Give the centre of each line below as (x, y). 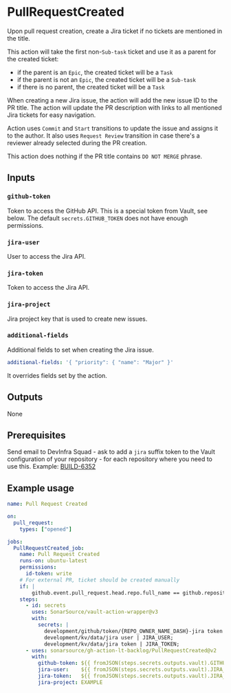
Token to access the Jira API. (48, 288)
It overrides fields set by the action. (57, 375)
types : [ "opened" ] (46, 529)
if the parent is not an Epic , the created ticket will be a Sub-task (107, 79)
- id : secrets (46, 606)
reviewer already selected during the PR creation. (77, 142)
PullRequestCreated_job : (49, 548)
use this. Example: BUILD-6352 (52, 467)
